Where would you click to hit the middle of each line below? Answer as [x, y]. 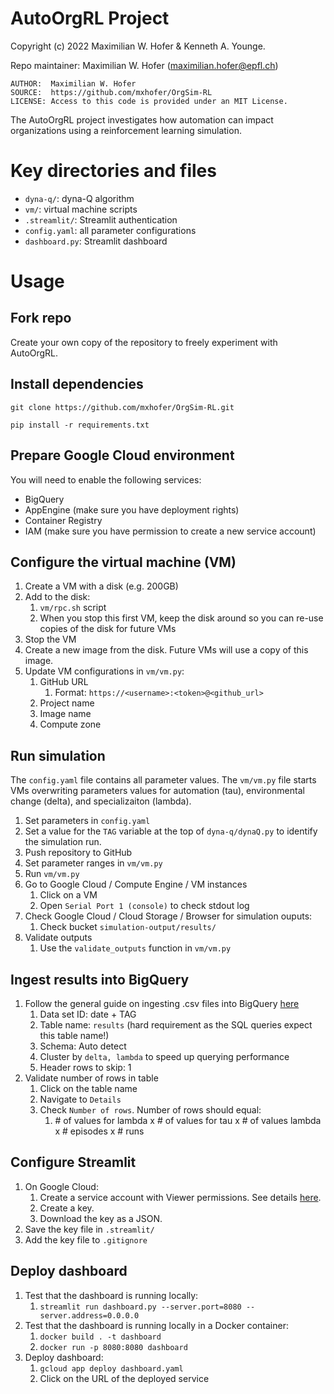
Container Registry [63, 520]
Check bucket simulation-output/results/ [128, 927]
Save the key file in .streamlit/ [89, 1229]
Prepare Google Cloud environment [122, 455]
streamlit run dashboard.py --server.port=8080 [140, 1307]
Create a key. [67, 1208]
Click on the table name [88, 1088]
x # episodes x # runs [99, 1131]
